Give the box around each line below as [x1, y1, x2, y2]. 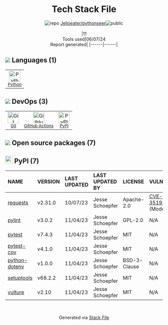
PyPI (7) [14, 157, 39, 166]
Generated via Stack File [58, 314, 109, 320]
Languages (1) [11, 56, 57, 65]
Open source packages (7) [11, 138, 96, 147]
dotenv [7, 263, 24, 270]
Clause [122, 263, 139, 270]
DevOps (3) [11, 97, 48, 106]
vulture [7, 288, 24, 295]
